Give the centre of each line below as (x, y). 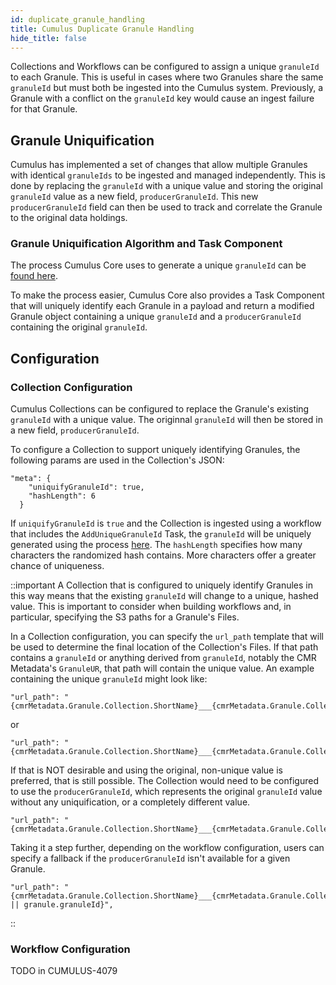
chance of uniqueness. (57, 566)
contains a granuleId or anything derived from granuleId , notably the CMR (163, 658)
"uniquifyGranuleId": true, (86, 487)
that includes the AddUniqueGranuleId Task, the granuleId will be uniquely (161, 534)
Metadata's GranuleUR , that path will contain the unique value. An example (162, 668)
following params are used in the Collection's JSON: (117, 460)
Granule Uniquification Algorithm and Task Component (146, 244)
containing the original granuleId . (79, 327)
